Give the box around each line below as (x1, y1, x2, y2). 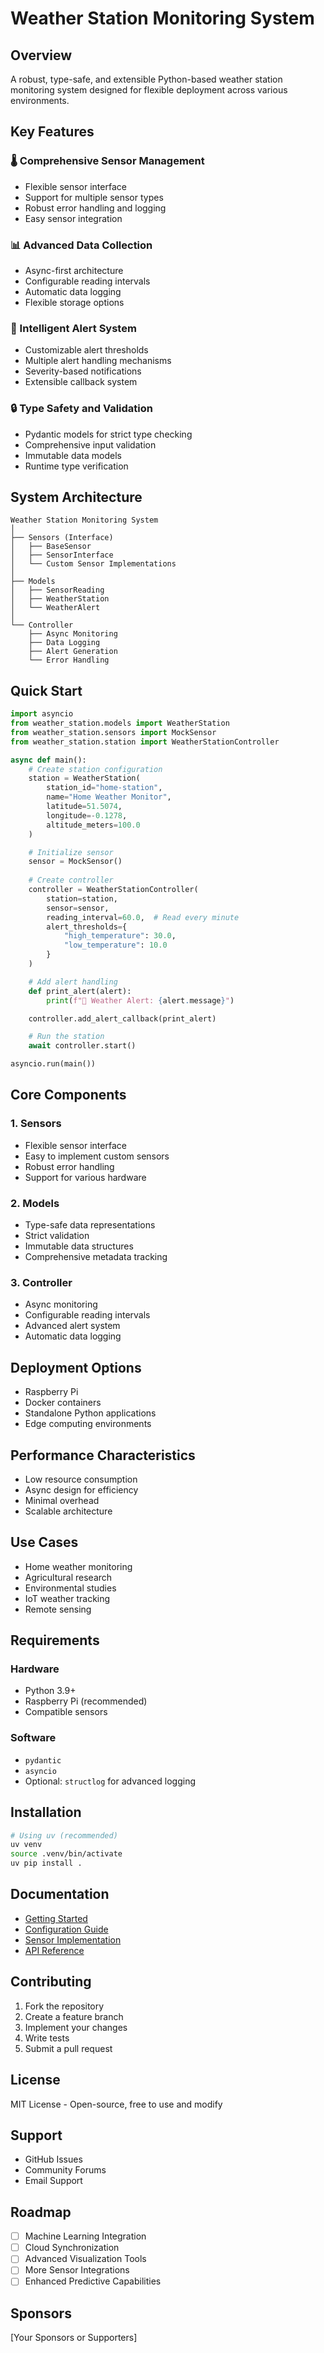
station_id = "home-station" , (46, 783, 163, 793)
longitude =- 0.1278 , (46, 810, 128, 821)
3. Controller (10, 1275, 73, 1289)
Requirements (10, 1632, 100, 1649)
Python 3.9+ (24, 1685, 77, 1697)
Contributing (10, 1973, 92, 1991)
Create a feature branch (24, 2010, 124, 2022)
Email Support (24, 2175, 83, 2187)
